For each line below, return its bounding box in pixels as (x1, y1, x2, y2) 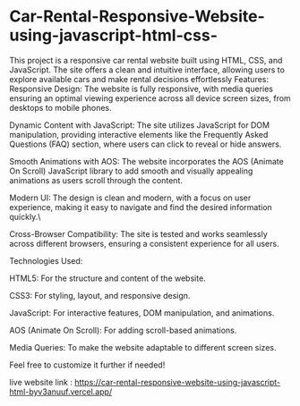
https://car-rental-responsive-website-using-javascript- (74, 376, 281, 387)
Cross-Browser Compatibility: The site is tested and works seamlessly (9, 228, 269, 239)
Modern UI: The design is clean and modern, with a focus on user (9, 192, 252, 203)
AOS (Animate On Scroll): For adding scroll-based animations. (9, 325, 237, 335)
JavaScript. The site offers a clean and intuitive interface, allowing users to (9, 64, 285, 75)
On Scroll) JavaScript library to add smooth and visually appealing (9, 165, 253, 176)
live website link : (9, 376, 73, 387)
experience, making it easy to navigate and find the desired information (9, 201, 273, 212)
